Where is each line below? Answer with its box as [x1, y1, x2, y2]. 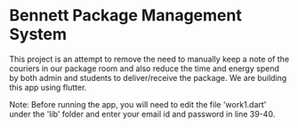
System [9, 24, 68, 44]
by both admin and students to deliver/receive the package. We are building [9, 72, 287, 83]
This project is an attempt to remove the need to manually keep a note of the [9, 53, 290, 64]
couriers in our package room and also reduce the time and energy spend [9, 63, 280, 74]
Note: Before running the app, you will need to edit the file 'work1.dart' [9, 99, 267, 109]
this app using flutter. [9, 82, 87, 92]
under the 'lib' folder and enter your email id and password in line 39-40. [9, 108, 276, 119]
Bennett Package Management [9, 5, 242, 26]
